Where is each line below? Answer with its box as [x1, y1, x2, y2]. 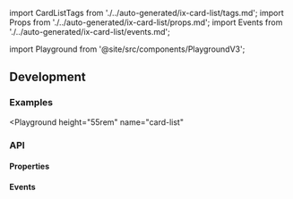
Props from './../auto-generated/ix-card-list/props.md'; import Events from [9, 17, 283, 28]
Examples [9, 96, 54, 109]
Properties [9, 161, 50, 172]
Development [9, 70, 87, 85]
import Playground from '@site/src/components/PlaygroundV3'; [9, 44, 246, 54]
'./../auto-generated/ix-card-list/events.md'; [9, 27, 170, 37]
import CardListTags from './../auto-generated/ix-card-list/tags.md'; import [9, 8, 284, 18]
